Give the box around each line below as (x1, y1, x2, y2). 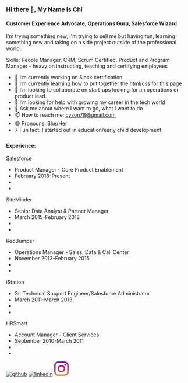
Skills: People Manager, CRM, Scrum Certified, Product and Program (6, 57, 170, 64)
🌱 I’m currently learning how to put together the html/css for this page (14, 80, 182, 87)
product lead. (14, 93, 47, 100)
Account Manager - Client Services (14, 331, 100, 338)
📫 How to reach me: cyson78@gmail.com (14, 112, 116, 119)
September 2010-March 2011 (14, 337, 84, 344)
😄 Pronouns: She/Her (14, 120, 68, 127)
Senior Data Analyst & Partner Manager (14, 207, 109, 215)
